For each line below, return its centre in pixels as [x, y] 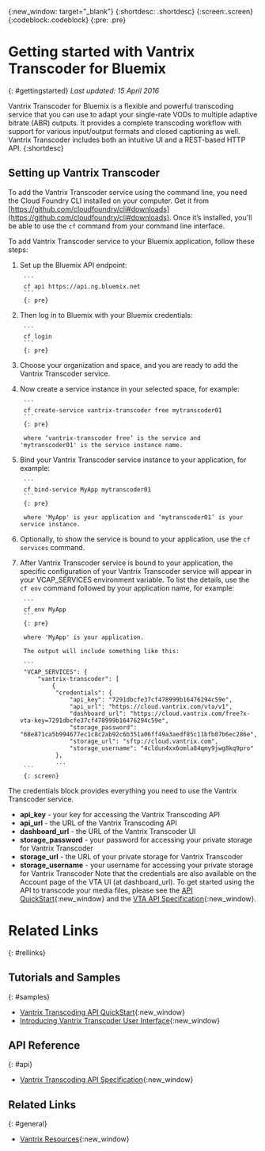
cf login [38, 336]
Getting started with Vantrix [102, 52]
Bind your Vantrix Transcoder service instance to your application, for [133, 460]
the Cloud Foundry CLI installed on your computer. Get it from [109, 201]
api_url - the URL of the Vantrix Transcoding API [98, 823]
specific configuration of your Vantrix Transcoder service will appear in [136, 571]
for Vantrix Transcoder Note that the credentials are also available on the [138, 873]
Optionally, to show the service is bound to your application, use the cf [135, 539]
